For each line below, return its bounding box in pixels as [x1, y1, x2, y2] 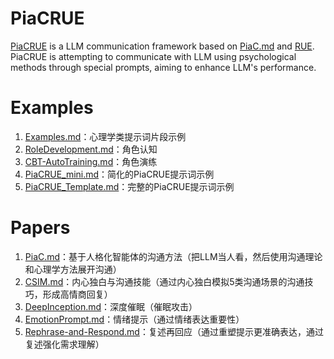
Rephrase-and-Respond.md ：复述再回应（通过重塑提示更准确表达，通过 [24, 325, 324, 337]
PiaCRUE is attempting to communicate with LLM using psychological [10, 50, 297, 62]
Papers [10, 217, 71, 239]
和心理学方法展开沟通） [24, 263, 122, 275]
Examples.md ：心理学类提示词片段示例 [24, 130, 187, 142]
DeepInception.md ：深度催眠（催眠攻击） [24, 300, 198, 312]
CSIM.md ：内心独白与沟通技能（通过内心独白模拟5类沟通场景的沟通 [24, 275, 305, 287]
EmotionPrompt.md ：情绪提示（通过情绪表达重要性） [24, 313, 245, 325]
